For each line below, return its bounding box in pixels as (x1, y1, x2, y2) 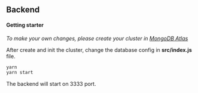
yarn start (6, 70, 33, 76)
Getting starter (6, 21, 44, 29)
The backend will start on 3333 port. (6, 80, 96, 88)
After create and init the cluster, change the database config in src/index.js (6, 46, 193, 53)
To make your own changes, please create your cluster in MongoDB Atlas (6, 35, 188, 42)
